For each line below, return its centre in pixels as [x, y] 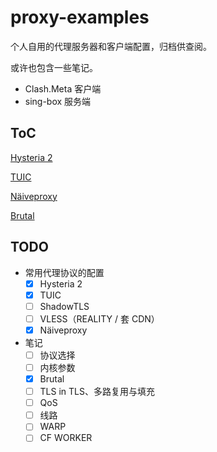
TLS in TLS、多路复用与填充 [97, 392]
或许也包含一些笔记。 [54, 67]
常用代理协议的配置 [64, 272]
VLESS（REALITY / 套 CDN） [99, 318]
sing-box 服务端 [58, 101]
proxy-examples [80, 17]
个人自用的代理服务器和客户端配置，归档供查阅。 [111, 46]
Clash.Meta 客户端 [63, 88]
